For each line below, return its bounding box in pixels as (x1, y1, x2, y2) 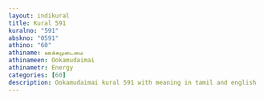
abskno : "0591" (8, 34, 59, 42)
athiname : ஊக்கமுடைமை (8, 49, 83, 57)
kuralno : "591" (8, 26, 59, 34)
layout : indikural (8, 11, 70, 20)
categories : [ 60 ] (8, 71, 67, 79)
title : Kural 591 (8, 19, 67, 27)
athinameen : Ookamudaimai (8, 57, 95, 65)
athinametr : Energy (8, 64, 74, 72)
